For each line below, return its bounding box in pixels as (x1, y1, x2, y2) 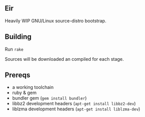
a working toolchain (12, 84, 54, 90)
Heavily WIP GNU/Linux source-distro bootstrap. (5, 17, 106, 24)
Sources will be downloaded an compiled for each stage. (5, 56, 124, 62)
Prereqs (5, 71, 31, 80)
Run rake (5, 46, 24, 52)
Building (5, 33, 32, 41)
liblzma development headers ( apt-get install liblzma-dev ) (12, 106, 140, 112)
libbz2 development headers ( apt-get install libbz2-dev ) (12, 101, 136, 107)
